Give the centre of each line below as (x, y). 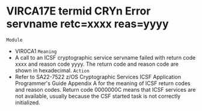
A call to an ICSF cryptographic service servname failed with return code (105, 57)
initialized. (27, 102)
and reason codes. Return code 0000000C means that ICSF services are (105, 89)
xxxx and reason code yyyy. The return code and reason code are (97, 64)
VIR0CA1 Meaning (36, 51)
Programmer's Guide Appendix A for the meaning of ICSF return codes (103, 83)
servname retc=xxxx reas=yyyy (87, 24)
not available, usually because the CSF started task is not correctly (98, 96)
